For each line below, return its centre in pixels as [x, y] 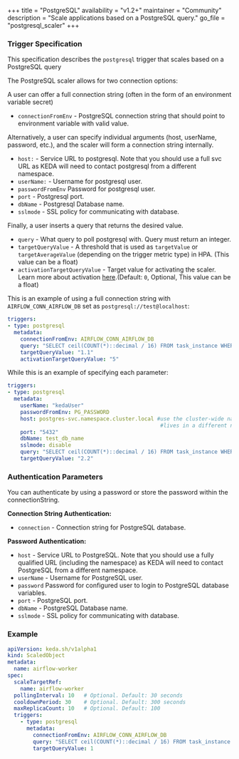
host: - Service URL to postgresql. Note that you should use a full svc [119, 159]
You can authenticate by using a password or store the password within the [118, 492]
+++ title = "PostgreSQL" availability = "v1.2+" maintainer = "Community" [115, 10]
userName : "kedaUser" [52, 406]
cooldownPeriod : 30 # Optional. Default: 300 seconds [100, 702]
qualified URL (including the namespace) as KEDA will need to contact [120, 563]
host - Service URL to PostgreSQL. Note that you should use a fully [116, 555]
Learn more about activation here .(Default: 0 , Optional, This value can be [124, 277]
